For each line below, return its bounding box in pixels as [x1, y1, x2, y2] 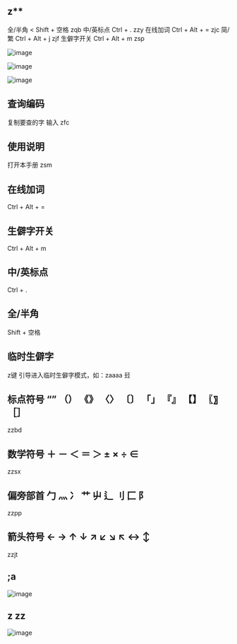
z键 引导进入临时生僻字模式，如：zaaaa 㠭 [7, 370, 130, 379]
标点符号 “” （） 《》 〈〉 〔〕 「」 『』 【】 [7, 393, 202, 405]
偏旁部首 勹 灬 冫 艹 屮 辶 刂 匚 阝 [7, 489, 148, 501]
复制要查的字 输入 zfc [7, 118, 70, 127]
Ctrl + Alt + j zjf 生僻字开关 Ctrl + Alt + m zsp [15, 34, 145, 42]
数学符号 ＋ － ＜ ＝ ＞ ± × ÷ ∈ [7, 448, 139, 460]
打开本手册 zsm [7, 160, 53, 169]
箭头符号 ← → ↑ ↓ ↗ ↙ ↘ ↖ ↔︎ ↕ [7, 531, 150, 543]
